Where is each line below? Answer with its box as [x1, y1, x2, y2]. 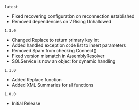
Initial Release [11, 100, 41, 106]
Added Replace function [11, 77, 62, 82]
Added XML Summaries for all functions [11, 82, 94, 88]
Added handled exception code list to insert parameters [11, 42, 126, 48]
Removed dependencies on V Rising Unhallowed [11, 19, 111, 24]
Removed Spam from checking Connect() [11, 48, 97, 53]
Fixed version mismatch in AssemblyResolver [11, 53, 105, 59]
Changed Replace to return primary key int [11, 37, 99, 43]
